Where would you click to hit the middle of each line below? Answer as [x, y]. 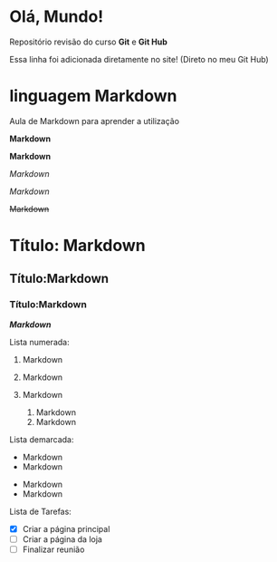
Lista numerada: [39, 342]
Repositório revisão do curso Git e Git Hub [88, 42]
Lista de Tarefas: [41, 511]
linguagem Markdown [94, 96]
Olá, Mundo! [57, 17]
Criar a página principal [66, 528]
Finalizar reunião [53, 549]
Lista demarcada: [42, 439]
